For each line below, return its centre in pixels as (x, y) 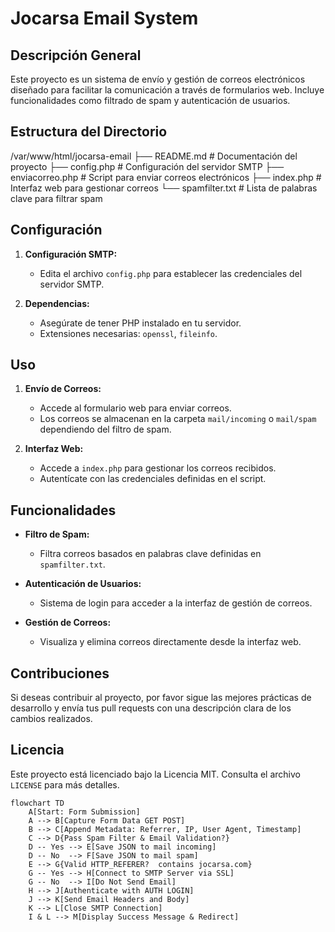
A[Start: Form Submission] (84, 812)
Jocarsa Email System (104, 18)
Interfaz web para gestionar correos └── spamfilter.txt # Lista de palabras (164, 188)
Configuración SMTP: (71, 254)
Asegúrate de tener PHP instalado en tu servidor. (140, 323)
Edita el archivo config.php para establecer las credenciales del (171, 273)
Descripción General (76, 55)
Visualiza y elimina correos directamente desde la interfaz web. (170, 642)
